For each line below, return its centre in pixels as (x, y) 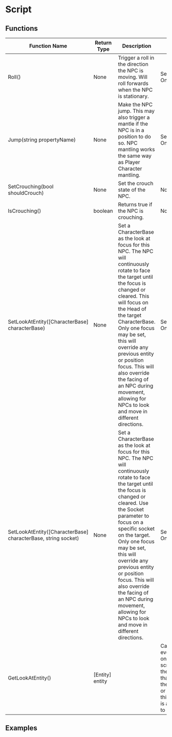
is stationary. (134, 96)
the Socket (131, 509)
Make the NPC (135, 105)
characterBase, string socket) (44, 538)
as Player (129, 162)
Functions (22, 28)
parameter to (134, 516)
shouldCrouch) (26, 193)
